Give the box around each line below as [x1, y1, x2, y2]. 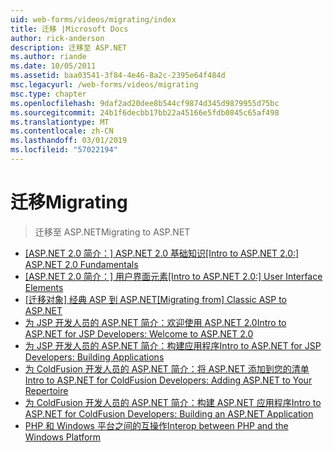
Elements [24, 281, 64, 293]
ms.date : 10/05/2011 [10, 61, 97, 71]
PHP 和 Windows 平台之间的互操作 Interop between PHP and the [24, 419, 289, 431]
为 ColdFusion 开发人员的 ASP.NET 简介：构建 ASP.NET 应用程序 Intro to [24, 396, 322, 408]
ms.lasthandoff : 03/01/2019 [10, 136, 128, 146]
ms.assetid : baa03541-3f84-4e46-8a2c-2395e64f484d [10, 71, 226, 81]
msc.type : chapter [10, 89, 87, 99]
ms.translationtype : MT [10, 117, 110, 127]
